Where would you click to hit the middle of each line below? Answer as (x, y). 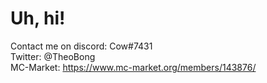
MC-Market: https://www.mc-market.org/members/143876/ (133, 67)
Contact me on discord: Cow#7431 (81, 46)
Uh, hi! (38, 18)
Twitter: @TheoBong (53, 56)
